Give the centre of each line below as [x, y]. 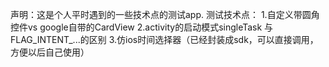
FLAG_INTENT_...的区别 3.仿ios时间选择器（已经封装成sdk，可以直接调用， [164, 39]
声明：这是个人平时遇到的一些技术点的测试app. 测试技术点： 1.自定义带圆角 [165, 14]
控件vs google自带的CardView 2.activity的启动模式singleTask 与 [142, 27]
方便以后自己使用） [50, 52]
